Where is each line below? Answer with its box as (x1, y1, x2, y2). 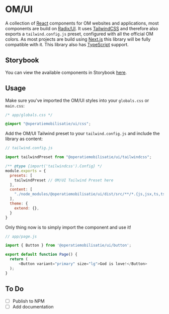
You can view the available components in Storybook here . (5, 69, 127, 75)
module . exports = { (5, 168, 46, 173)
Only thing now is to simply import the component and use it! (5, 224, 132, 230)
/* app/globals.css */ (5, 112, 53, 118)
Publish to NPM (12, 298, 45, 304)
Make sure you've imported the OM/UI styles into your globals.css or (5, 97, 149, 103)
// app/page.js (5, 234, 37, 239)
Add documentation (12, 303, 54, 309)
